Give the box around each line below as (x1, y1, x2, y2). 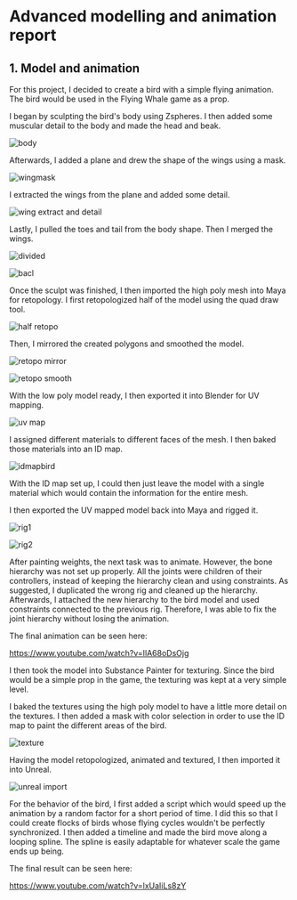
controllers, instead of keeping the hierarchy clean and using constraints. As (9, 576, 289, 586)
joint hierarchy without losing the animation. (9, 613, 170, 624)
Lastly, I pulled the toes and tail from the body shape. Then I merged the (9, 224, 274, 234)
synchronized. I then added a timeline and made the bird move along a (9, 827, 268, 838)
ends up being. (9, 846, 65, 856)
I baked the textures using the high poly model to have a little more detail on (9, 701, 287, 711)
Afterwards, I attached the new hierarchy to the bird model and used (9, 595, 260, 604)
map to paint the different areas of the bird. (9, 720, 167, 731)
